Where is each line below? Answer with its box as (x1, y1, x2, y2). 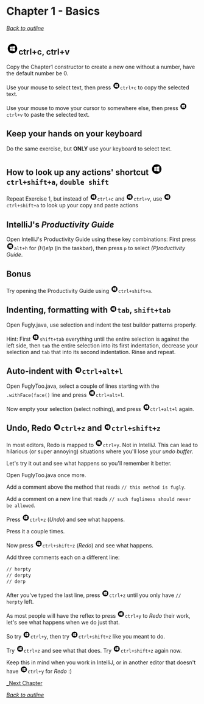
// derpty (6, 572, 32, 579)
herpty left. (6, 598, 34, 606)
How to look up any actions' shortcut (6, 167, 149, 177)
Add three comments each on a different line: (6, 554, 120, 561)
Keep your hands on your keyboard (6, 128, 142, 139)
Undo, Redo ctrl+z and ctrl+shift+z (6, 423, 161, 434)
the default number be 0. (6, 69, 69, 77)
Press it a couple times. (6, 528, 65, 535)
